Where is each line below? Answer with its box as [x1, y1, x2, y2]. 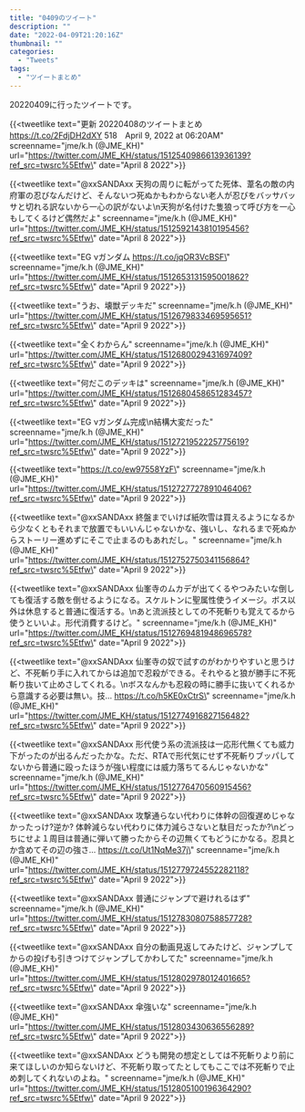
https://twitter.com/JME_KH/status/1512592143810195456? [27, 223, 249, 234]
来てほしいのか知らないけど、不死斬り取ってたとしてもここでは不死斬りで [9, 1061, 288, 1072]
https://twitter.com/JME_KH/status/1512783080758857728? [27, 912, 253, 923]
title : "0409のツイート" [9, 13, 97, 23]
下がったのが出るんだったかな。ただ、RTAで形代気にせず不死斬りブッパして [9, 750, 296, 761]
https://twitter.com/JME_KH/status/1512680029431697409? [27, 349, 253, 360]
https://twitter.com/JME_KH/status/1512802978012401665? [27, 972, 250, 983]
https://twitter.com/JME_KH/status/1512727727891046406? [27, 483, 252, 494]
